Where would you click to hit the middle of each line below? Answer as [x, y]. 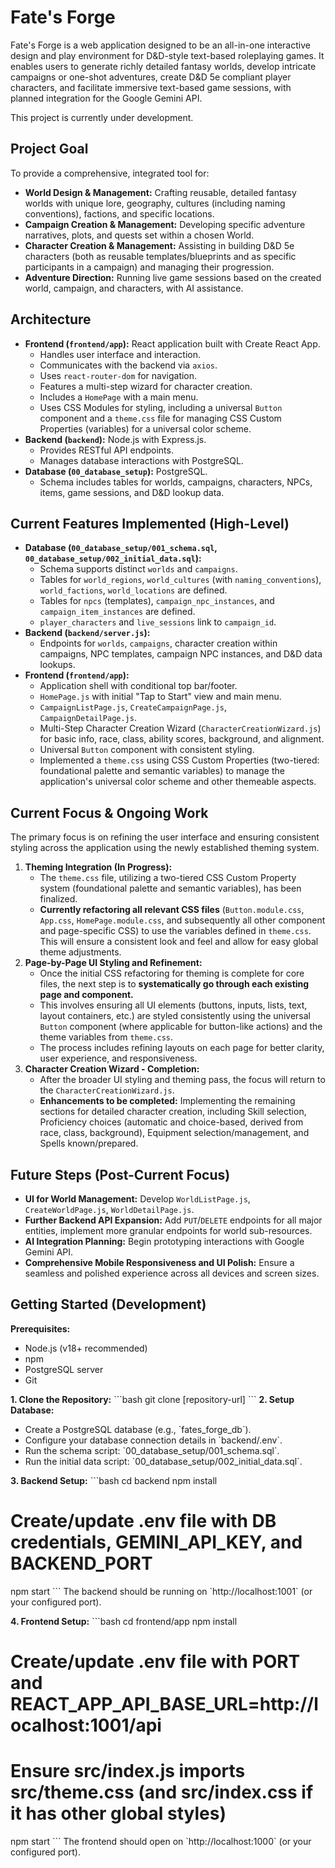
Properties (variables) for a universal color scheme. [145, 428]
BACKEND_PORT [81, 1563]
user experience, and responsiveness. [118, 1058]
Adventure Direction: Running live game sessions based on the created [173, 277]
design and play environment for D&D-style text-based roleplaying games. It [167, 55]
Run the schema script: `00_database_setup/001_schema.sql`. [152, 1450]
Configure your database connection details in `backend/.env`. [153, 1440]
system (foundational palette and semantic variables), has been [170, 888]
